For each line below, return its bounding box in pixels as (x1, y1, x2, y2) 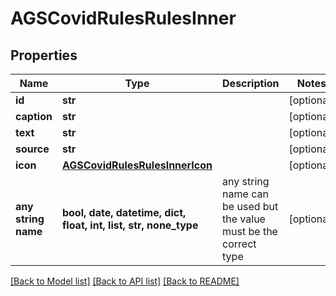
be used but (222, 200, 279, 213)
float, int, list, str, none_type (61, 218, 199, 232)
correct (222, 237, 257, 251)
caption (15, 110, 53, 123)
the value (222, 212, 266, 226)
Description (222, 77, 280, 90)
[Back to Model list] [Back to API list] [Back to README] (10, 275, 240, 287)
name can (222, 187, 269, 201)
